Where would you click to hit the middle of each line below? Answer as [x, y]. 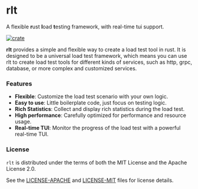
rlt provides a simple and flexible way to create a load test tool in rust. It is [96, 49]
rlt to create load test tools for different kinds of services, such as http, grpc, [99, 62]
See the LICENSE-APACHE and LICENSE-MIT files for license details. [90, 180]
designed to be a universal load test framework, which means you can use [97, 56]
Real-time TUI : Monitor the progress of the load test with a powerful [98, 128]
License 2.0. [21, 168]
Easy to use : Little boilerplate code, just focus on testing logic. [91, 103]
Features [19, 83]
